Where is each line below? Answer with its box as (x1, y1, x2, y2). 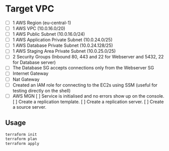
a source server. (12, 104, 47, 110)
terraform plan (5, 136, 37, 141)
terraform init (5, 132, 37, 137)
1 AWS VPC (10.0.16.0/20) (12, 26, 66, 31)
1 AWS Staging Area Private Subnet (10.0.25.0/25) (12, 48, 116, 54)
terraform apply (5, 141, 39, 146)
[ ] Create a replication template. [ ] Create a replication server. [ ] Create (12, 99, 164, 105)
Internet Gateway (12, 70, 49, 77)
